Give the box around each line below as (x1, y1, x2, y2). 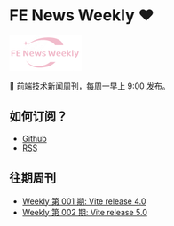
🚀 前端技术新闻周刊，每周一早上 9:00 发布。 (9, 81, 170, 91)
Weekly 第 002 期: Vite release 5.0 (21, 207, 148, 217)
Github (21, 133, 47, 144)
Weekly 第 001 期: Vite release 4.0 (21, 196, 146, 207)
